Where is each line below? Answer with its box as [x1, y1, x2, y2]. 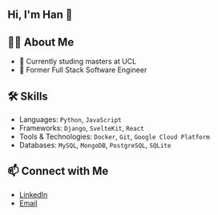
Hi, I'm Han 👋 [7, 8, 73, 22]
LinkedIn [18, 189, 48, 199]
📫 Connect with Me [7, 164, 109, 178]
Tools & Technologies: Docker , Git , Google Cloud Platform [18, 132, 210, 141]
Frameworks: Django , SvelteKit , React [18, 124, 145, 133]
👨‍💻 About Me [7, 35, 75, 49]
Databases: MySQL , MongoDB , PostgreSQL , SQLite [18, 140, 172, 150]
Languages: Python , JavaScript [18, 115, 122, 124]
